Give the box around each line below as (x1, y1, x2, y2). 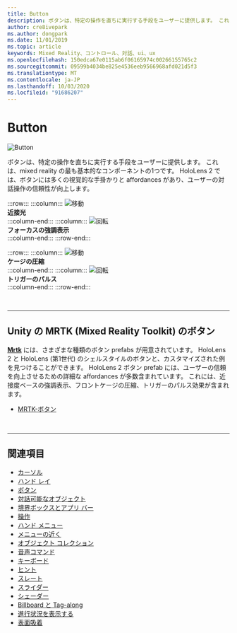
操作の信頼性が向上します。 (13, 185, 94, 193)
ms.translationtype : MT (7, 69, 78, 76)
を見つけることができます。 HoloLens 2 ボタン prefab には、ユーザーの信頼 (7, 363, 227, 371)
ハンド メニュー (17, 521, 63, 529)
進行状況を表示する (17, 609, 74, 617)
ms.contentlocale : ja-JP (7, 76, 80, 83)
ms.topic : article (7, 43, 61, 50)
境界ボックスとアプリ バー (17, 503, 94, 511)
